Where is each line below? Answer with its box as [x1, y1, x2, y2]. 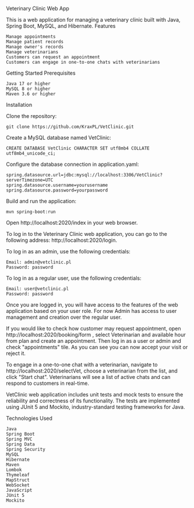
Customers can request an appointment [6, 54, 100, 60]
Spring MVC [6, 436, 33, 442]
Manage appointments [6, 34, 57, 40]
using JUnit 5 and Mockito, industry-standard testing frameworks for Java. [6, 403, 185, 410]
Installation [6, 102, 33, 108]
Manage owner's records [6, 44, 64, 50]
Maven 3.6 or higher [6, 91, 57, 97]
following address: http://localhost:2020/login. [6, 236, 118, 243]
